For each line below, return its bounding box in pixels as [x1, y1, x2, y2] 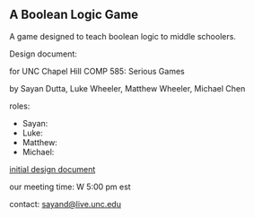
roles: [9, 100, 31, 111]
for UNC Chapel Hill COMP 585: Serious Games [9, 65, 186, 76]
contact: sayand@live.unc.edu [9, 198, 121, 209]
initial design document [9, 163, 96, 174]
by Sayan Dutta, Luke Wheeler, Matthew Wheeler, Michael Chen [9, 83, 246, 93]
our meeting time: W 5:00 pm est [9, 181, 132, 192]
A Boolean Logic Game [9, 7, 139, 22]
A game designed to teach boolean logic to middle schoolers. [9, 31, 236, 41]
